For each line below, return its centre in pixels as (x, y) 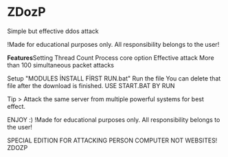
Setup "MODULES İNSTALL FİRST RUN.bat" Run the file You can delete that (114, 78)
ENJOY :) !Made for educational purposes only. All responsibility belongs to (114, 119)
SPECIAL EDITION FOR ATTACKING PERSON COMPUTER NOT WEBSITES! (112, 140)
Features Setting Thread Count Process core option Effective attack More (111, 57)
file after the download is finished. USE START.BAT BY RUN (91, 85)
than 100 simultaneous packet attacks (61, 65)
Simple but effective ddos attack (53, 31)
